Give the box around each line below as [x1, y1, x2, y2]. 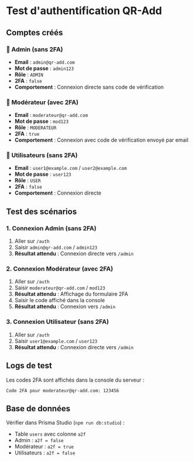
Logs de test [6, 360, 52, 371]
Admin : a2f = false [14, 437, 64, 444]
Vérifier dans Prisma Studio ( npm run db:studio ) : [6, 419, 125, 426]
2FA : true [14, 131, 40, 138]
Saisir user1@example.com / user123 [14, 337, 98, 345]
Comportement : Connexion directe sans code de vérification [14, 83, 164, 91]
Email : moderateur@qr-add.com [14, 112, 89, 119]
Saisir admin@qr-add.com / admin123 [14, 244, 98, 251]
